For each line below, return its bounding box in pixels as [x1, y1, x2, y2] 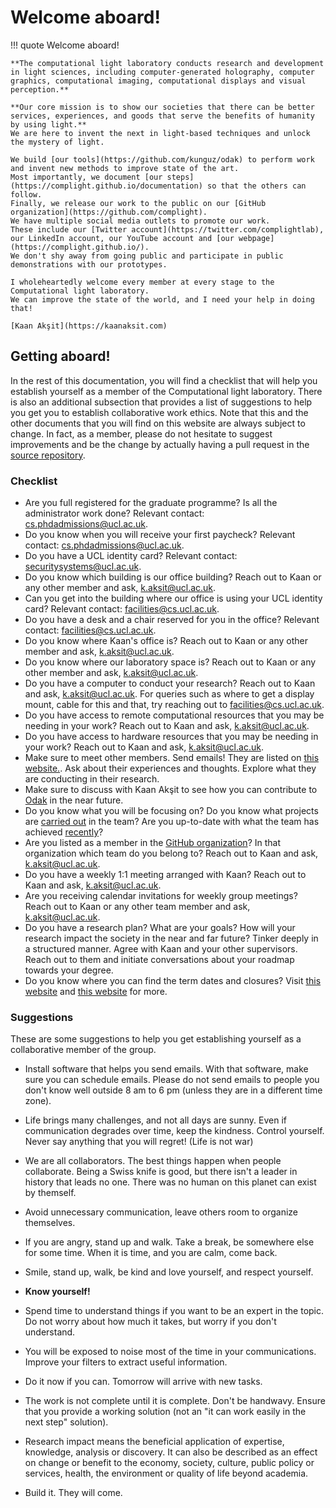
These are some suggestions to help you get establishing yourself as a [10, 1033, 302, 1045]
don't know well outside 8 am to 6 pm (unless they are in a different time [24, 1084, 323, 1096]
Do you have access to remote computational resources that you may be [24, 709, 325, 721]
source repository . [10, 449, 86, 461]
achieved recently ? [24, 826, 104, 838]
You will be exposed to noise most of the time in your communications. [24, 1346, 317, 1358]
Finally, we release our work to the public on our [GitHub [10, 198, 267, 208]
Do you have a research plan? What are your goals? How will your [24, 922, 296, 934]
